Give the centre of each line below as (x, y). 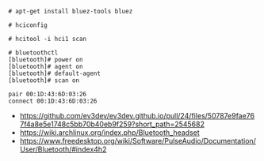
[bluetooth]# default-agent (55, 73)
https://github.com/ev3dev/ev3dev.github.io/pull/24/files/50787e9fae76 (137, 116)
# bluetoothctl (33, 53)
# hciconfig (28, 25)
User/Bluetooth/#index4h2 (63, 149)
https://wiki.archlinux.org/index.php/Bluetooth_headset (109, 133)
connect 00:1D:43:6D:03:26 (53, 101)
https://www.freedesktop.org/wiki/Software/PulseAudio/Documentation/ (138, 141)
